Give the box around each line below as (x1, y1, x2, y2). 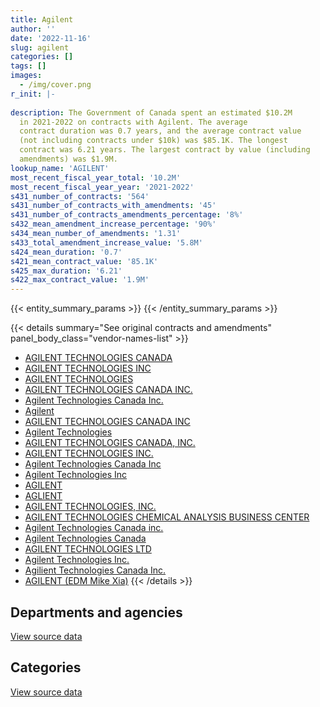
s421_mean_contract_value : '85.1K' (10, 256, 159, 266)
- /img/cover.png (19, 80, 92, 90)
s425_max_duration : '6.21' (10, 266, 123, 276)
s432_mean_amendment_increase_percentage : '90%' (10, 219, 217, 230)
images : (10, 71, 43, 81)
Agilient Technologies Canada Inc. (24, 564, 167, 576)
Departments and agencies (10, 604, 183, 621)
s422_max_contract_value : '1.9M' (10, 275, 150, 285)
